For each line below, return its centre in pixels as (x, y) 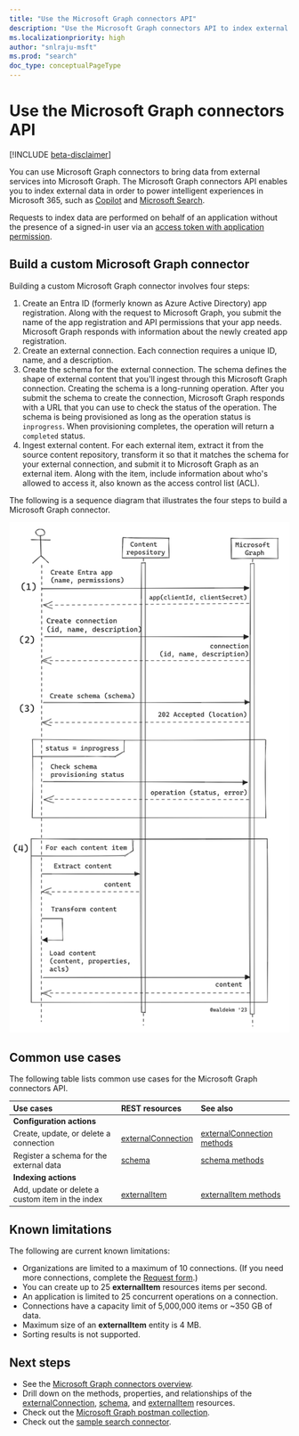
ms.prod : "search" (43, 57)
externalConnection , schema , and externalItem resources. (129, 1403)
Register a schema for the (60, 1155)
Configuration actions (54, 1121)
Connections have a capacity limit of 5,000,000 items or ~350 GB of (147, 1306)
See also (217, 1108)
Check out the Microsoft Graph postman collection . (116, 1413)
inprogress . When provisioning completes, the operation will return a (148, 426)
